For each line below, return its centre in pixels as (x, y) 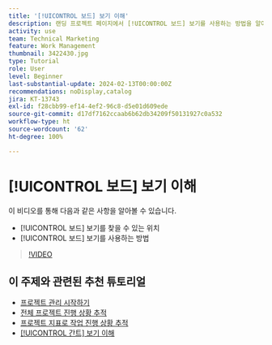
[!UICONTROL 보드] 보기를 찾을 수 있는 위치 (90, 227)
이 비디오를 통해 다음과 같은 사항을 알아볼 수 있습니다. (92, 210)
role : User (27, 69)
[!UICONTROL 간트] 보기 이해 (67, 333)
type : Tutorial (34, 62)
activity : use (32, 31)
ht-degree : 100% (36, 136)
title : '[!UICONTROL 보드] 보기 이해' (69, 16)
